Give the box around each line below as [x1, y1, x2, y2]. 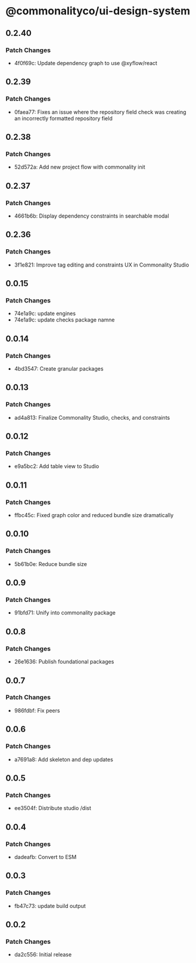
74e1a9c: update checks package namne [14, 316, 115, 323]
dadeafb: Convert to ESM [14, 853, 77, 860]
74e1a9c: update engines [14, 310, 76, 317]
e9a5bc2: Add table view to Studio [14, 463, 99, 470]
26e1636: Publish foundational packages [14, 658, 114, 665]
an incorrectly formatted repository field [14, 115, 113, 122]
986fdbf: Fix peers [14, 707, 60, 714]
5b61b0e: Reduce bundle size [14, 560, 88, 567]
